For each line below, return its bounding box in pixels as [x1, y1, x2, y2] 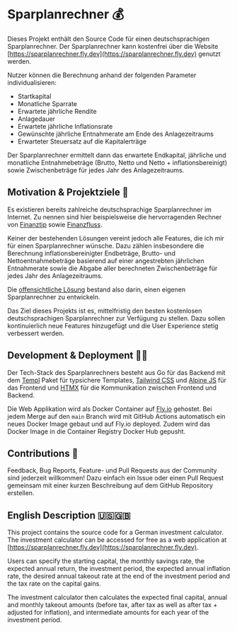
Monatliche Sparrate [17, 99, 78, 108]
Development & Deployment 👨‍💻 [7, 349, 149, 361]
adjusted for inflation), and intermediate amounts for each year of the [7, 608, 209, 617]
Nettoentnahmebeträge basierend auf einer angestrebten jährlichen [7, 256, 205, 265]
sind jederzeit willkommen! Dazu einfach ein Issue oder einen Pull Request [7, 474, 224, 482]
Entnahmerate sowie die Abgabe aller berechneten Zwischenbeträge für [7, 264, 218, 272]
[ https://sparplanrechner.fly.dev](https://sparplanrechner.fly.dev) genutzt [7, 50, 221, 58]
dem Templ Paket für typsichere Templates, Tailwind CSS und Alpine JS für [7, 376, 227, 384]
